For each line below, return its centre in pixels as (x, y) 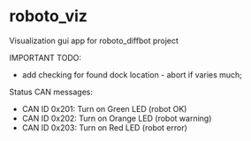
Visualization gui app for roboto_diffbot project (94, 41)
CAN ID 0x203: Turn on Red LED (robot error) (105, 127)
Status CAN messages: (51, 92)
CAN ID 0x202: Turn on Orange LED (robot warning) (117, 118)
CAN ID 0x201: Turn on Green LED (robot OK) (104, 108)
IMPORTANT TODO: (46, 57)
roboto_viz (49, 16)
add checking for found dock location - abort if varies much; (132, 74)
